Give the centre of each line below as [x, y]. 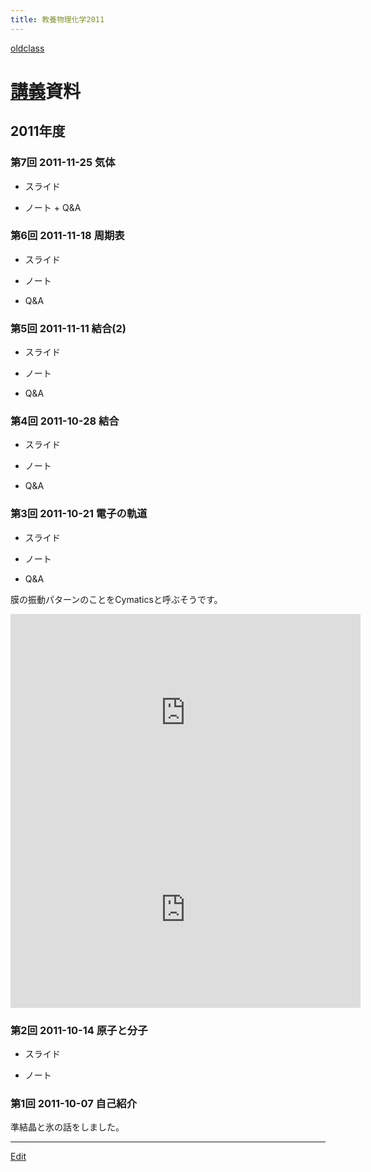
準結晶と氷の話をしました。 [67, 1127]
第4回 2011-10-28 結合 [65, 421]
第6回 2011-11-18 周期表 [67, 236]
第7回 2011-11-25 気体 [63, 163]
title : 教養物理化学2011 [57, 19]
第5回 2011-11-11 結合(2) [68, 328]
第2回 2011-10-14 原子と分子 [79, 1030]
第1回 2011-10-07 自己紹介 [74, 1103]
